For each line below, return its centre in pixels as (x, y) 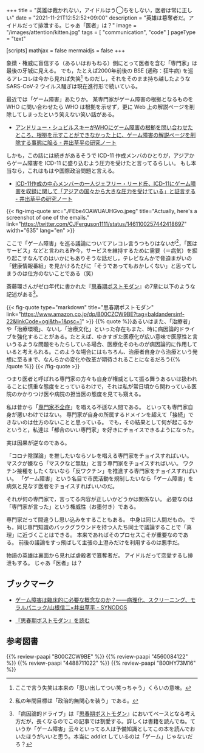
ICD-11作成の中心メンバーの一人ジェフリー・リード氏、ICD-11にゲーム (103, 183)
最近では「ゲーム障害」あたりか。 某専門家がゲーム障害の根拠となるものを (100, 99)
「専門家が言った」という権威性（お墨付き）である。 (73, 506)
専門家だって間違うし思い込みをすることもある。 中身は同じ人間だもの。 (97, 519)
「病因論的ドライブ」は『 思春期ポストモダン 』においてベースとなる (100, 713)
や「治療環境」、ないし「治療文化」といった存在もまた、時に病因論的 (93, 329)
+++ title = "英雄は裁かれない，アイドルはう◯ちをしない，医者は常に (94, 10)
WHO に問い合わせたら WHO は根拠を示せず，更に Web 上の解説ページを (98, 107)
